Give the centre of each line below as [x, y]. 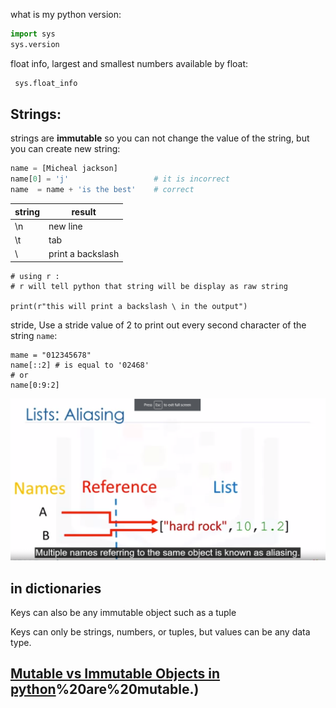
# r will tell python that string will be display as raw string [149, 286]
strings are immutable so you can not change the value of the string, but [160, 138]
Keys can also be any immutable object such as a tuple [123, 612]
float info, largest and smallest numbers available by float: [129, 63]
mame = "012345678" [51, 355]
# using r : [35, 276]
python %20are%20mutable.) [105, 689]
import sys [33, 34]
